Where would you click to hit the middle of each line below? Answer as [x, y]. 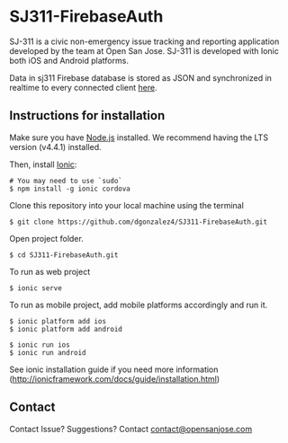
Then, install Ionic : [43, 164]
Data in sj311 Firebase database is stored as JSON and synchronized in [141, 77]
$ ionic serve [36, 288]
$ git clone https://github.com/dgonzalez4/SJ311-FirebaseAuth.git [139, 222]
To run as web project [50, 271]
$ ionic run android [48, 352]
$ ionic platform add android [66, 329]
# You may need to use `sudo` [66, 181]
